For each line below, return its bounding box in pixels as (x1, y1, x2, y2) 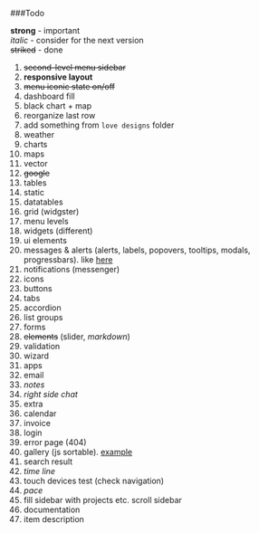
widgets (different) (23, 225, 93, 236)
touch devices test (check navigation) (23, 475, 165, 486)
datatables (23, 196, 63, 207)
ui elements (23, 235, 67, 245)
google (23, 167, 51, 178)
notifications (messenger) (23, 264, 120, 274)
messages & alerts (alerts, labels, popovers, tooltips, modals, (23, 244, 251, 255)
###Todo (10, 8, 44, 18)
